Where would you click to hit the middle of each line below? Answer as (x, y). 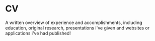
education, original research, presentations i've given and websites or (77, 27)
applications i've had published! (38, 33)
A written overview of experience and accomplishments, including (74, 22)
